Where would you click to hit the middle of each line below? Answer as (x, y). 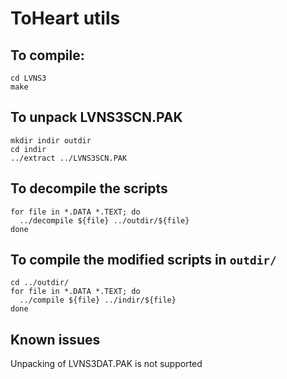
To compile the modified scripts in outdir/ (143, 260)
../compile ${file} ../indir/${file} (98, 300)
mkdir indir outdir (51, 140)
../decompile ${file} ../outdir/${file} (104, 220)
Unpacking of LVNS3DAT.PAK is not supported (106, 364)
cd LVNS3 (28, 78)
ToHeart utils (65, 18)
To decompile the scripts (89, 188)
